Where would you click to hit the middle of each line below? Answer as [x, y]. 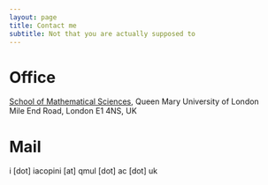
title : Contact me [43, 26]
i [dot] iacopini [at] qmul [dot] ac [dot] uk [83, 171]
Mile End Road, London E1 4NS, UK [73, 111]
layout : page [33, 17]
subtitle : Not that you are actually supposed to [103, 33]
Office [32, 77]
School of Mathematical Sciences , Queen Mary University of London [134, 101]
